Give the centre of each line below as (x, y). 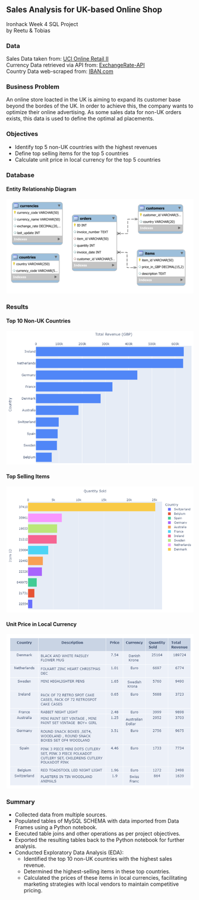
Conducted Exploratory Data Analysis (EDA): (69, 852)
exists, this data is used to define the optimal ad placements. (80, 119)
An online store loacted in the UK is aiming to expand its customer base (94, 100)
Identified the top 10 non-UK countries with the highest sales (98, 859)
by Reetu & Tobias (28, 30)
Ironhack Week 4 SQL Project (42, 24)
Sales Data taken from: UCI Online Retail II (57, 59)
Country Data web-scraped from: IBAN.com (60, 71)
